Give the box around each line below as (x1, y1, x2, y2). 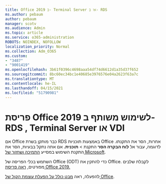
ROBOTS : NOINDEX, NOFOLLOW (5, 40, 61, 45)
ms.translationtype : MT (5, 76, 55, 81)
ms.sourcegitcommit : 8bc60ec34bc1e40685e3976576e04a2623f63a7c (5, 72, 139, 77)
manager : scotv (5, 21, 37, 26)
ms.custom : (5, 53, 28, 59)
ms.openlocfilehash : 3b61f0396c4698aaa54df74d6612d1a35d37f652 (5, 67, 139, 72)
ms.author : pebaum (5, 12, 43, 17)
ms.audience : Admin (5, 26, 46, 31)
